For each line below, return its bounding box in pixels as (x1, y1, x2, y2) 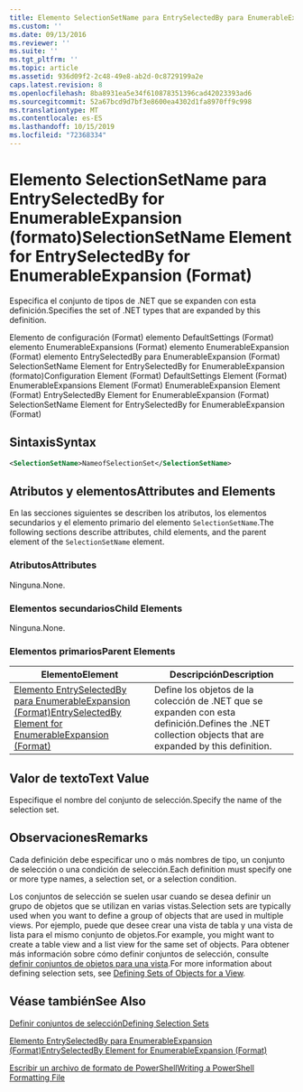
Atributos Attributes (9, 559, 97, 571)
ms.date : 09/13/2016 (9, 30, 87, 39)
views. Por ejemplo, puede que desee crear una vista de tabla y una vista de (9, 920, 293, 930)
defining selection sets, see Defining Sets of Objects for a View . (9, 967, 246, 978)
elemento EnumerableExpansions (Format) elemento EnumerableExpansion (9, 341, 290, 352)
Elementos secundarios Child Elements (9, 602, 183, 615)
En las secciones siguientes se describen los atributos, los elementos (9, 507, 268, 519)
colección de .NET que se (154, 695, 263, 708)
